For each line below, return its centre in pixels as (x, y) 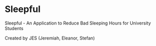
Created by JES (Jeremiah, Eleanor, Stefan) (50, 38)
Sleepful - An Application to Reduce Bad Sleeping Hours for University (78, 23)
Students (14, 28)
